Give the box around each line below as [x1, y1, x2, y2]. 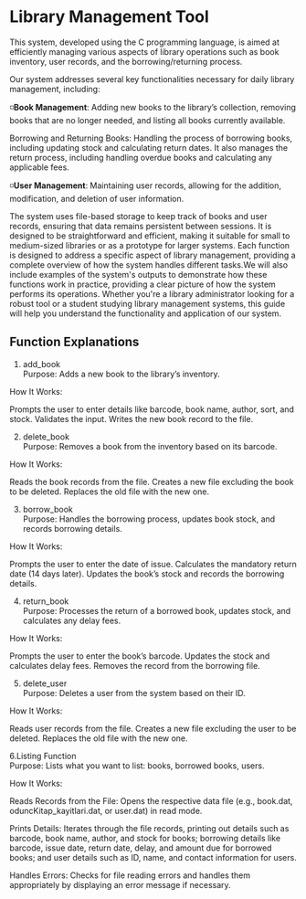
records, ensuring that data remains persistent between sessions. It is [9, 220, 272, 231]
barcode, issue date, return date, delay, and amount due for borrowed [9, 842, 272, 853]
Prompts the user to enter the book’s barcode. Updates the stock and [9, 650, 270, 661]
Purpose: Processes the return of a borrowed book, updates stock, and [22, 605, 291, 616]
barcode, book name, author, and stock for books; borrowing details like [9, 832, 281, 843]
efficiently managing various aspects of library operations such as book [9, 46, 280, 57]
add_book [22, 358, 61, 369]
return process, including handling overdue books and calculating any [9, 152, 272, 163]
